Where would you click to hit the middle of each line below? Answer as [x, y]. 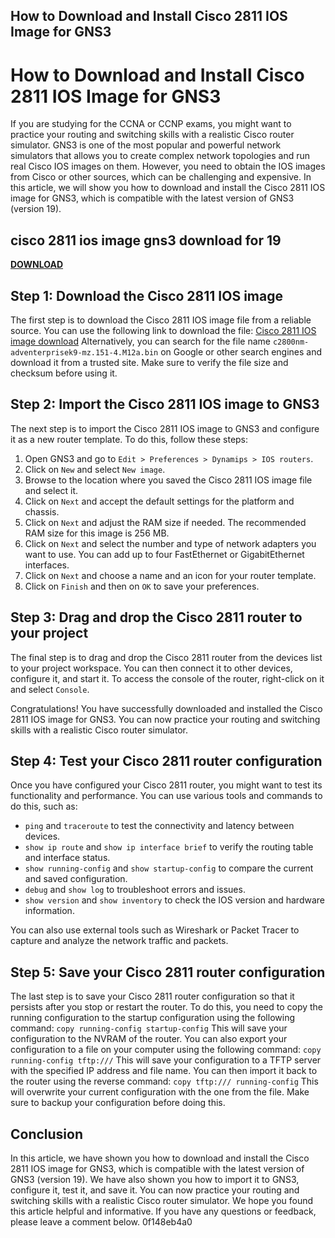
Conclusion [47, 1134]
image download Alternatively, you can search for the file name [140, 341]
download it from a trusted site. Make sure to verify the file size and [149, 362]
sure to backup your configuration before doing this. [118, 1103]
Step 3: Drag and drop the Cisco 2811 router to [156, 617]
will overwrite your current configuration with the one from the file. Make [160, 1092]
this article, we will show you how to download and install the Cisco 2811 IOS [168, 188]
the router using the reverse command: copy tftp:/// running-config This [164, 1081]
